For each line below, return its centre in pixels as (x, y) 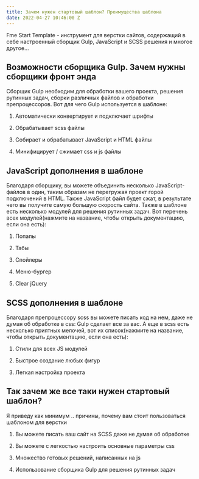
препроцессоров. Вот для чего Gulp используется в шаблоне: (87, 104)
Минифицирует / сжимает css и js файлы (68, 152)
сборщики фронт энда (51, 77)
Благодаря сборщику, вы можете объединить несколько (80, 185)
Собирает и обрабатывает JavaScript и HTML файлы (83, 140)
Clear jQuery (31, 284)
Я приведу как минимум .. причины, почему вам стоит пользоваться (96, 416)
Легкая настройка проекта (50, 372)
